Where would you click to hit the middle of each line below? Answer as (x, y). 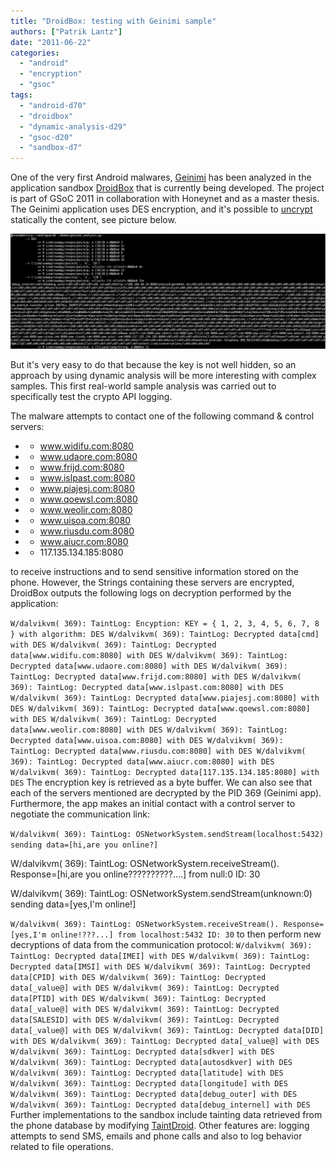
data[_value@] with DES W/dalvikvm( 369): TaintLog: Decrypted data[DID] (167, 1031)
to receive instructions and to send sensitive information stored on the (154, 572)
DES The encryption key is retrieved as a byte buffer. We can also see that (161, 782)
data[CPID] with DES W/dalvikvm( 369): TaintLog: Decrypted (138, 978)
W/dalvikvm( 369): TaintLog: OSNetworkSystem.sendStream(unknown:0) (161, 894)
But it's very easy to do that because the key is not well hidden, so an (153, 365)
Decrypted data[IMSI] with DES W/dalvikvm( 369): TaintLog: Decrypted (160, 967)
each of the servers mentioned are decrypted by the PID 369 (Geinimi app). (166, 793)
